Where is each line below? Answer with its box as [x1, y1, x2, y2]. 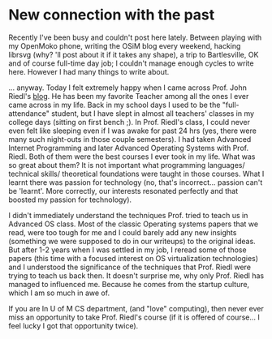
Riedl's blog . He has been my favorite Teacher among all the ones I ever [8, 91, 249, 101]
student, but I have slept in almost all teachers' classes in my [51, 108, 254, 118]
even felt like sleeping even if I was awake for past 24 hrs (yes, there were [8, 126, 257, 135]
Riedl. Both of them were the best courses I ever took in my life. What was [8, 152, 256, 161]
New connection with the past [8, 6, 215, 24]
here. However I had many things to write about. [8, 67, 170, 76]
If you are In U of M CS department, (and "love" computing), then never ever [8, 303, 264, 313]
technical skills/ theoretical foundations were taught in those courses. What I [8, 169, 265, 178]
